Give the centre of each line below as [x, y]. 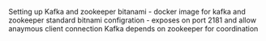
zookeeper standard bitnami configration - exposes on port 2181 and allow [133, 20]
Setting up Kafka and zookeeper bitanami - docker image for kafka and [127, 12]
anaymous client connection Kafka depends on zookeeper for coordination [133, 29]
